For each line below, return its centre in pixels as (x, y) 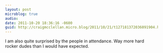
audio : (12, 18)
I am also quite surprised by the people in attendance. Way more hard (75, 41)
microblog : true (21, 14)
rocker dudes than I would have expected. (47, 46)
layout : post (18, 9)
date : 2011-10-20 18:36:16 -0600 (39, 23)
